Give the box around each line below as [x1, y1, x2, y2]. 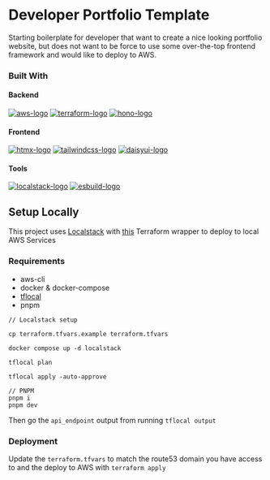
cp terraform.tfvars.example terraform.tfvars [8, 330, 169, 338]
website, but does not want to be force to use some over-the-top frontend [8, 41, 256, 50]
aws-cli [19, 274, 45, 283]
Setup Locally [8, 205, 79, 218]
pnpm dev [8, 400, 38, 409]
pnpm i [8, 394, 31, 402]
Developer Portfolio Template [8, 6, 210, 24]
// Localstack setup [8, 315, 79, 324]
